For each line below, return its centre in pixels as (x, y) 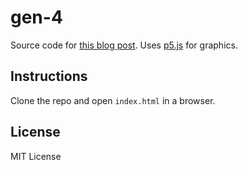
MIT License (36, 156)
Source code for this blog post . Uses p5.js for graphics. (124, 45)
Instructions (49, 76)
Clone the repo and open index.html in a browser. (113, 100)
